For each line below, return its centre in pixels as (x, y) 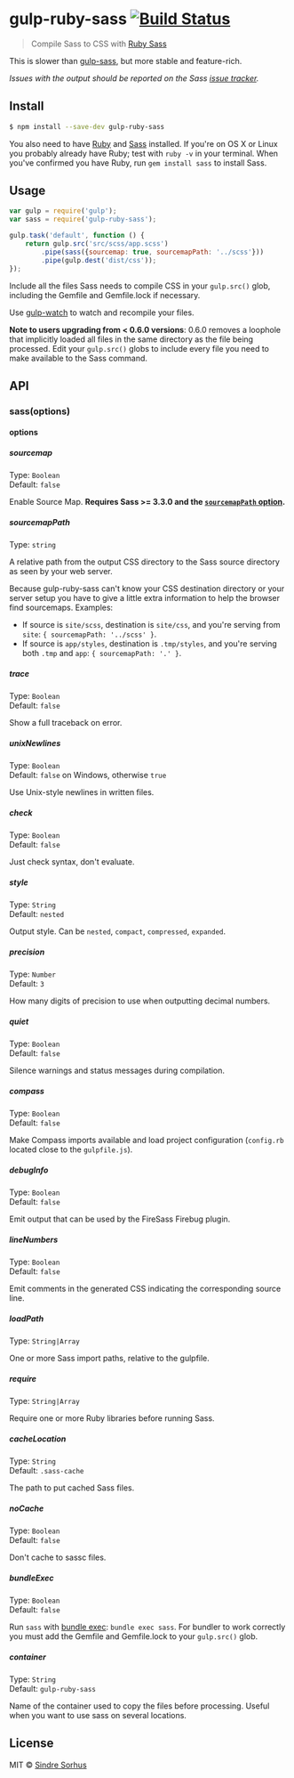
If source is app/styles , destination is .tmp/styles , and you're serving (149, 644)
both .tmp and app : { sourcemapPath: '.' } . (102, 654)
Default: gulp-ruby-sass (52, 1688)
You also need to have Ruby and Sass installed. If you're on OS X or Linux (143, 143)
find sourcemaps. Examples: (61, 608)
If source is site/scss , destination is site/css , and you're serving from (151, 625)
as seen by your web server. (61, 572)
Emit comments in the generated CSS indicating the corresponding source (145, 1289)
